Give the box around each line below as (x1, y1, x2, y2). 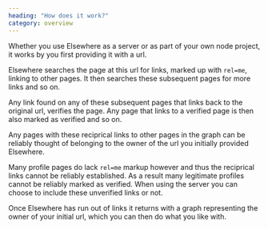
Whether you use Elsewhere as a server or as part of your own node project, (8, 41, 261, 50)
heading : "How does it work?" (8, 11, 110, 20)
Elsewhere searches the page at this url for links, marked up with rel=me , (8, 65, 248, 74)
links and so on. (8, 81, 61, 92)
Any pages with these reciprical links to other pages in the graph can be (8, 129, 246, 140)
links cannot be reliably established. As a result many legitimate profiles (8, 171, 245, 180)
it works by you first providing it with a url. (8, 49, 147, 59)
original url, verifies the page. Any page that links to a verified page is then (8, 105, 254, 116)
